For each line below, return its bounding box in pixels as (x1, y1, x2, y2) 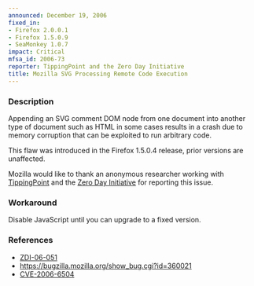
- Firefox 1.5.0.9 (8, 33, 68, 42)
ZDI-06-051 (19, 252, 57, 262)
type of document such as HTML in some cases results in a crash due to (8, 122, 244, 131)
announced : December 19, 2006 (8, 11, 108, 20)
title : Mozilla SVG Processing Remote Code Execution (8, 70, 189, 78)
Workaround (8, 197, 57, 208)
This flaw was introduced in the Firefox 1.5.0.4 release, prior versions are (8, 145, 244, 155)
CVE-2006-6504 (19, 269, 75, 279)
